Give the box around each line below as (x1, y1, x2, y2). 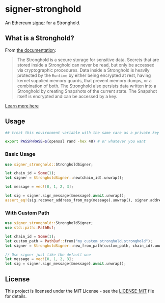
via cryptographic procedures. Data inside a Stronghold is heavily (17, 67, 150, 73)
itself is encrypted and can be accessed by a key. (17, 93, 118, 99)
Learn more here (5, 102, 39, 109)
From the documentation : (5, 47, 56, 53)
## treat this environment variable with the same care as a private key (5, 130, 160, 135)
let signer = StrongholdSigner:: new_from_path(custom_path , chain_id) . (5, 243, 155, 248)
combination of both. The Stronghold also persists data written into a (17, 83, 157, 89)
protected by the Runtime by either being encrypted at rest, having (17, 72, 151, 78)
